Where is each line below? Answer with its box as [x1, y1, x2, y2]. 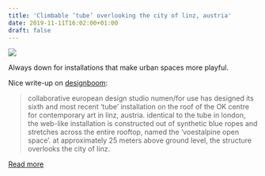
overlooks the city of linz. [27, 144, 111, 154]
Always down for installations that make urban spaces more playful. [8, 63, 229, 72]
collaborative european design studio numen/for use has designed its [27, 94, 255, 103]
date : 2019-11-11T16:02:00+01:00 [8, 19, 119, 27]
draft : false [8, 26, 51, 34]
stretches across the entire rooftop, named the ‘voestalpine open [27, 128, 240, 137]
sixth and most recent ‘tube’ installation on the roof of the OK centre [27, 102, 250, 112]
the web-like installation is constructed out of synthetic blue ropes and [27, 119, 258, 128]
